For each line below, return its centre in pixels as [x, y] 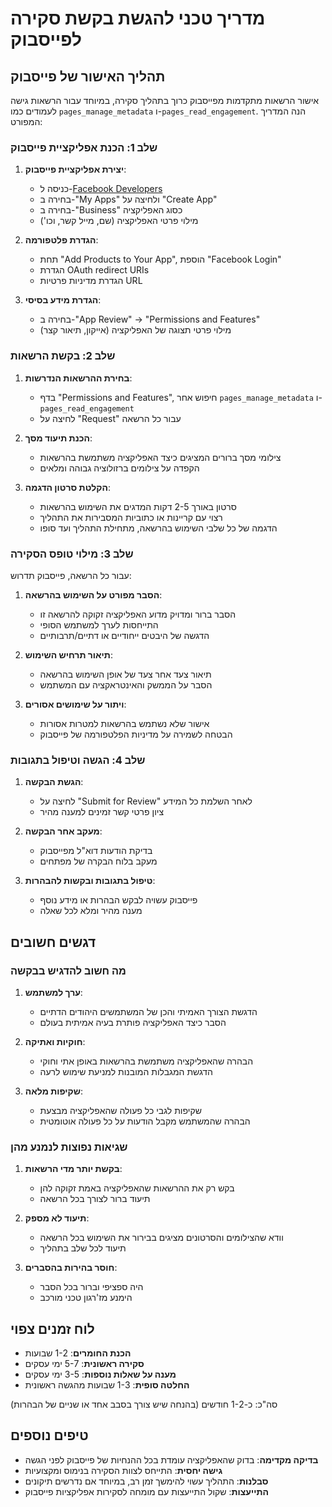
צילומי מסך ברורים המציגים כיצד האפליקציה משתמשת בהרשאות [160, 457]
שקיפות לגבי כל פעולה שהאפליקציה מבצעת [120, 1110]
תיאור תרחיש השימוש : [68, 654]
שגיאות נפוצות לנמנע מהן [69, 1147]
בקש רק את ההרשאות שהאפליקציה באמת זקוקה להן [137, 1188]
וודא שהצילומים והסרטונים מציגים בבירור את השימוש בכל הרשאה [161, 1238]
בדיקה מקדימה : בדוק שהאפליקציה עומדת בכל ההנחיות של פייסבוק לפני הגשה [171, 1459]
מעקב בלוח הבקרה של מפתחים [98, 861]
